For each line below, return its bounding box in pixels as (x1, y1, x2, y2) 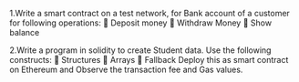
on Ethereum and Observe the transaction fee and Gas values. (9, 64, 243, 75)
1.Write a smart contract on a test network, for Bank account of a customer (9, 8, 290, 18)
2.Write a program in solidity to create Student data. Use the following (9, 45, 272, 56)
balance (9, 27, 40, 37)
